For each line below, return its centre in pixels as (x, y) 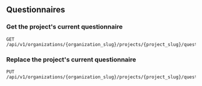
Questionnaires (36, 10)
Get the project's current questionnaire (65, 27)
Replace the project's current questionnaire (71, 59)
